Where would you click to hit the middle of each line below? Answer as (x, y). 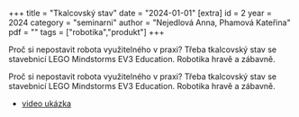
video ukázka (46, 103)
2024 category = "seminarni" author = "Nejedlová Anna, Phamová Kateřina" (149, 22)
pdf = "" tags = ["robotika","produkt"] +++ (86, 32)
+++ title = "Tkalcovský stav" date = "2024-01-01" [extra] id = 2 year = (140, 13)
